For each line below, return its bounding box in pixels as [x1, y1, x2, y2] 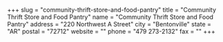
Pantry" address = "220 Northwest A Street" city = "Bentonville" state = [7, 20, 212, 28]
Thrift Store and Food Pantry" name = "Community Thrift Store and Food [7, 13, 214, 21]
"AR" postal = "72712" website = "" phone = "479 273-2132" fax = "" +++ [7, 27, 215, 35]
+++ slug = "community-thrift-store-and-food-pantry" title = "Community [7, 6, 216, 14]
